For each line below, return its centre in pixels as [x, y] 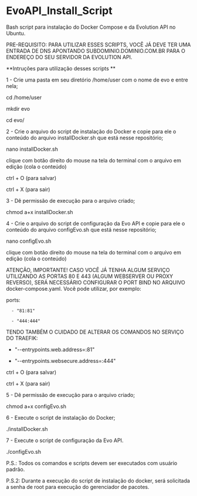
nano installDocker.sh [32, 149]
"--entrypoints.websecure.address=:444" [65, 361]
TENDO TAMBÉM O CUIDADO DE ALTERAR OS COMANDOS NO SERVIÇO [95, 332]
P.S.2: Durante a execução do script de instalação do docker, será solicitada [98, 480]
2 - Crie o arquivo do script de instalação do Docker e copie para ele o [91, 131]
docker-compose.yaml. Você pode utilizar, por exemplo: [74, 288]
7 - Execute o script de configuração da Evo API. [65, 440]
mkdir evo [18, 108]
